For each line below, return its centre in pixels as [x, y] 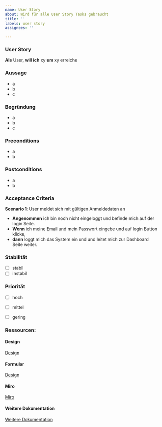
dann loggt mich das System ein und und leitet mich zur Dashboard [80, 239]
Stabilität [16, 257]
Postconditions [24, 169]
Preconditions [22, 141]
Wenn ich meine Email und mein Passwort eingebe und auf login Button [85, 229]
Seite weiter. [25, 244]
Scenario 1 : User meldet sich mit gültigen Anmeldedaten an [65, 209]
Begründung [20, 107]
